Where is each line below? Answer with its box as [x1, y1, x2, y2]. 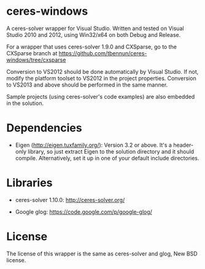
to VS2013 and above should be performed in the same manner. [6, 81, 168, 88]
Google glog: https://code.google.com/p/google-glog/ [15, 208, 152, 216]
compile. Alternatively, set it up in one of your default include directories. [15, 154, 199, 162]
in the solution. [6, 99, 44, 107]
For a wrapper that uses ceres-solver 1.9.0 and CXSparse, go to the [6, 43, 177, 50]
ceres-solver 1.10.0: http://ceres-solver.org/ [15, 196, 125, 203]
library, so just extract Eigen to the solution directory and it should [27, 147, 195, 155]
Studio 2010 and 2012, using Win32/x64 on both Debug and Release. [6, 31, 181, 38]
